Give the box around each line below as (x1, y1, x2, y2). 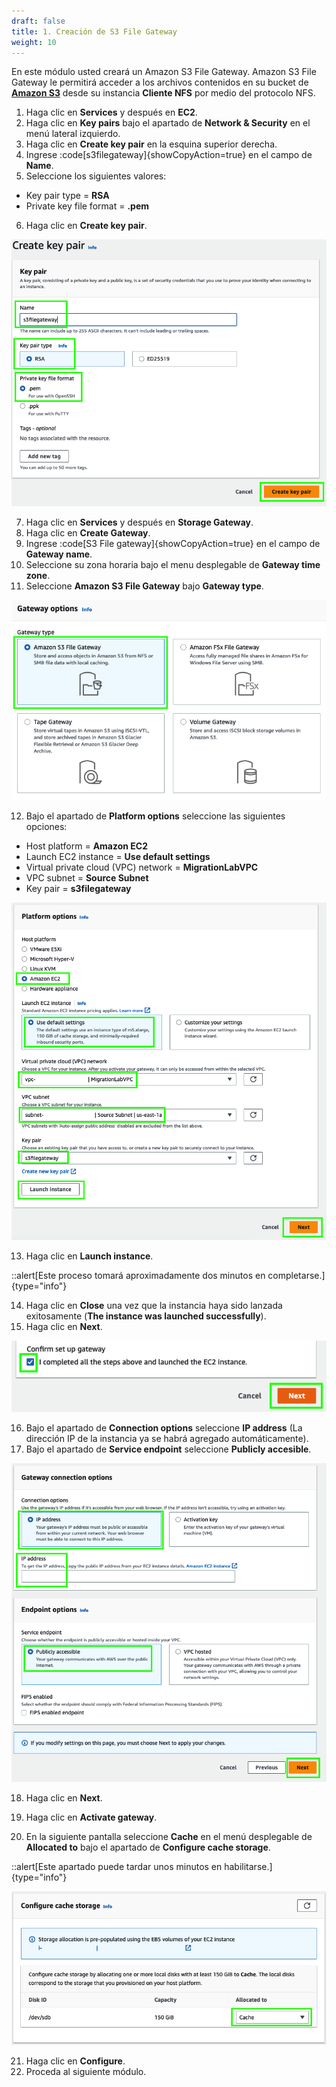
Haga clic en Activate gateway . (25, 1811, 158, 1824)
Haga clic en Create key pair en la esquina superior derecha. (25, 138, 278, 150)
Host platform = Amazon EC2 (25, 840, 149, 852)
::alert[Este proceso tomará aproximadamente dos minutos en (11, 1269, 266, 1281)
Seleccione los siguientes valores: (25, 170, 167, 182)
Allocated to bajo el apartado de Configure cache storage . (25, 1841, 271, 1854)
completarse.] (267, 1269, 326, 1281)
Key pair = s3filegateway (25, 882, 132, 894)
